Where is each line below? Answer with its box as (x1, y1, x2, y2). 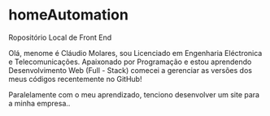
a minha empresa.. (8, 98, 71, 108)
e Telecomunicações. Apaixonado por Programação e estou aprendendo (8, 57, 252, 67)
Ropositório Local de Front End (8, 32, 112, 42)
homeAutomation (8, 6, 128, 24)
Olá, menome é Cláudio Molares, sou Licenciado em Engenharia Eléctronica (8, 48, 263, 58)
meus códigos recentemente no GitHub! (8, 74, 142, 84)
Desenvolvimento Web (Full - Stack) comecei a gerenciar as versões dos (8, 65, 252, 75)
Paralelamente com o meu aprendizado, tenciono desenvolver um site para (8, 89, 260, 99)
